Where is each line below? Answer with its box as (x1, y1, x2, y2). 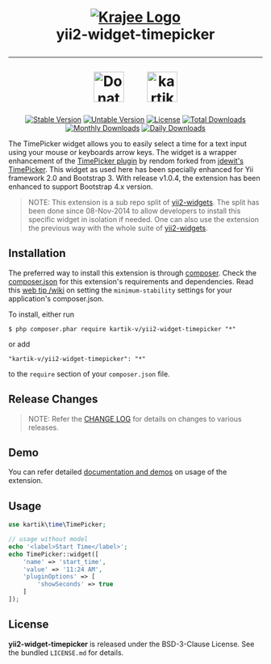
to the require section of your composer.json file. (8, 368, 171, 379)
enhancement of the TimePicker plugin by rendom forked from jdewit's (8, 156, 244, 166)
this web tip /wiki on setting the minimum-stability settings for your (8, 285, 232, 295)
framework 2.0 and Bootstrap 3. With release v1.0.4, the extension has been (8, 173, 261, 183)
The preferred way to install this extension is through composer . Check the (8, 267, 256, 278)
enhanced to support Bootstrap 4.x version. (8, 182, 153, 191)
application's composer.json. (8, 293, 105, 303)
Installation (8, 246, 66, 260)
